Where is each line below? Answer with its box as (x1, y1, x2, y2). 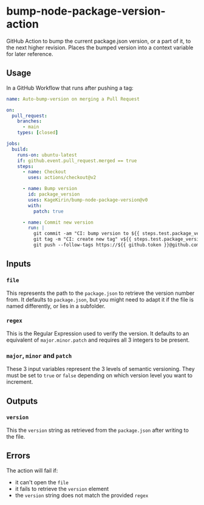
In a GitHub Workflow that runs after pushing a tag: (6, 84, 134, 91)
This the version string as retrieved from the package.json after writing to (6, 426, 189, 434)
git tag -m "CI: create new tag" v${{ (33, 236, 132, 242)
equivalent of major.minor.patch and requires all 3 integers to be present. (6, 336, 190, 344)
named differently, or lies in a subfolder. (6, 302, 106, 309)
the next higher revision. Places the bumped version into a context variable (6, 44, 194, 51)
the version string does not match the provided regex (15, 492, 149, 499)
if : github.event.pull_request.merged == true (17, 157, 137, 164)
